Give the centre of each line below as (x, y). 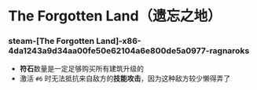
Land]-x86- (119, 41)
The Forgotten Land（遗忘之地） (115, 16)
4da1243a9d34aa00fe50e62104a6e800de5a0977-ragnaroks (129, 51)
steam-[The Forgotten (51, 41)
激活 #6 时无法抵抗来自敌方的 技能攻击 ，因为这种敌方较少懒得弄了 (125, 78)
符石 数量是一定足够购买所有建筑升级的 (81, 69)
